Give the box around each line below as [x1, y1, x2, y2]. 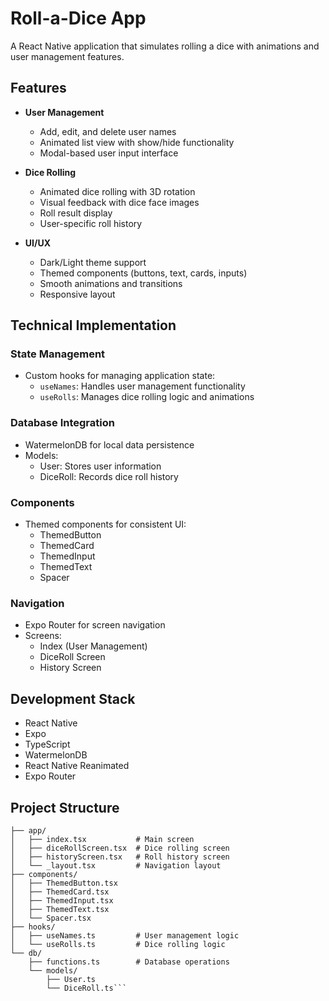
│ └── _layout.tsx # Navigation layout [10, 860, 222, 871]
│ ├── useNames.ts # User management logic [10, 930, 240, 941]
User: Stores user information [39, 460, 162, 472]
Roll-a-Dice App [10, 7, 147, 30]
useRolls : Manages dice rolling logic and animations [39, 391, 255, 403]
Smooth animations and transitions [39, 277, 183, 289]
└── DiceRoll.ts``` [46, 983, 128, 993]
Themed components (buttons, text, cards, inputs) [39, 267, 248, 279]
